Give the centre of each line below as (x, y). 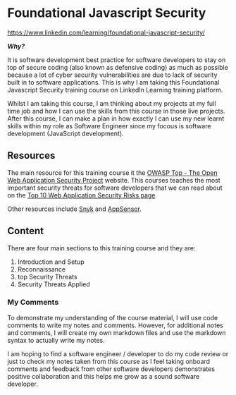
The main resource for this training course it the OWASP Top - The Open (112, 172)
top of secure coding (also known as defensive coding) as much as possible (118, 67)
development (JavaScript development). (66, 133)
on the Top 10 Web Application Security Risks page (81, 195)
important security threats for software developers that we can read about (115, 188)
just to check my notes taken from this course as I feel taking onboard (108, 361)
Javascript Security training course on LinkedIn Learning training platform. (115, 90)
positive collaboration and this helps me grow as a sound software (104, 376)
